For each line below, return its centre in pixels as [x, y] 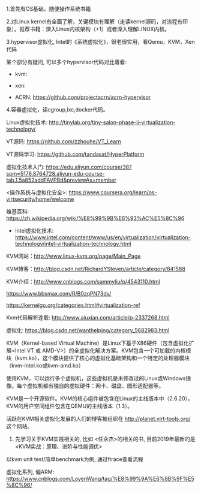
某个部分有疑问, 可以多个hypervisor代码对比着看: [67, 62]
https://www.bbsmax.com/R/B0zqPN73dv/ [59, 293]
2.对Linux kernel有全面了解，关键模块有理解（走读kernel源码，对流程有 [94, 22]
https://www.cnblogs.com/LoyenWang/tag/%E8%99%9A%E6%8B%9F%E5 [100, 479]
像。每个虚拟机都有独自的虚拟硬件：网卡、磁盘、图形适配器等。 [85, 386]
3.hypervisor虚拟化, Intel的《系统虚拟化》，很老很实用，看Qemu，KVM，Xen [100, 42]
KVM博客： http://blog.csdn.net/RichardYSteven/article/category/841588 [96, 269]
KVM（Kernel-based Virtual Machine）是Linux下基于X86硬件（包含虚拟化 [97, 343]
